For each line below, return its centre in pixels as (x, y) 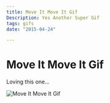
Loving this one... (28, 82)
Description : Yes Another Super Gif (53, 18)
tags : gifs (20, 23)
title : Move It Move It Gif (42, 12)
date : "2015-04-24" (31, 29)
